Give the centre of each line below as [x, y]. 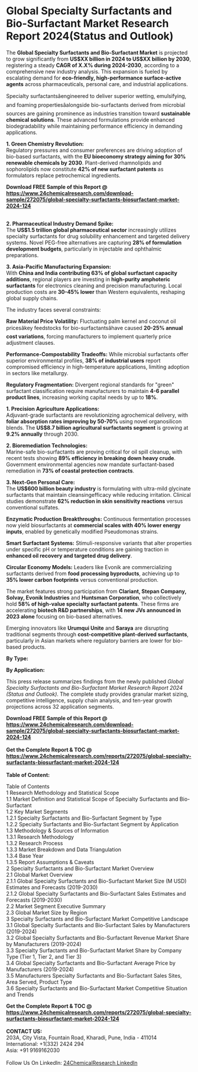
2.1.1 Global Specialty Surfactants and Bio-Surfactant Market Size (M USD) [97, 881]
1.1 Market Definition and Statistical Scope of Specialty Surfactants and [92, 799]
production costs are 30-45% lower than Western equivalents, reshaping [95, 291]
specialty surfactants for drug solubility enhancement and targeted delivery [98, 236]
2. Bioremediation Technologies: [47, 445]
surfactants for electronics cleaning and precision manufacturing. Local [94, 286]
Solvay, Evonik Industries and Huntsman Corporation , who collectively [94, 597]
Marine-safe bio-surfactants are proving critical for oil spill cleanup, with [94, 452]
